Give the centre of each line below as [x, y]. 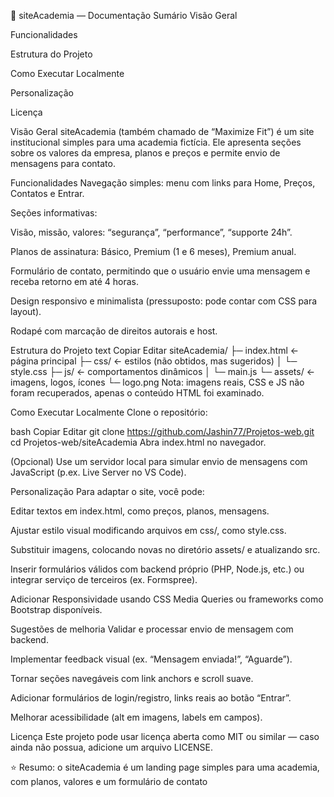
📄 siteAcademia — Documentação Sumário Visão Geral [124, 15]
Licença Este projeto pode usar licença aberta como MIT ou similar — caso [165, 736]
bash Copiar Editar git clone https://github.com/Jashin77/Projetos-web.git [162, 431]
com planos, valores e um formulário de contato [109, 781]
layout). [26, 311]
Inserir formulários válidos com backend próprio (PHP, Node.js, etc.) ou [157, 569]
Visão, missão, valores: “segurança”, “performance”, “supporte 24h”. [151, 232]
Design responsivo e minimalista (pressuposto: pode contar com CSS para [164, 301]
